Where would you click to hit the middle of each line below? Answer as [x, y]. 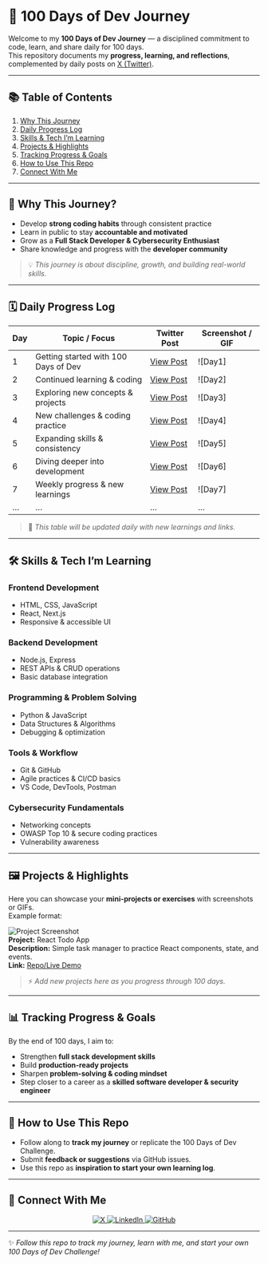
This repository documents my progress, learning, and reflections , [119, 55]
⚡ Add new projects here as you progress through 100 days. [126, 981]
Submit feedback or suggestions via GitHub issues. [105, 1159]
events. [20, 957]
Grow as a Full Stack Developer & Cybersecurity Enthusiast [120, 240]
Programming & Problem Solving [73, 698]
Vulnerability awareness [59, 842]
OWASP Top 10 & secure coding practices [89, 834]
